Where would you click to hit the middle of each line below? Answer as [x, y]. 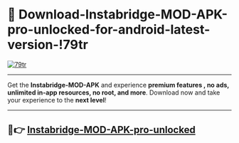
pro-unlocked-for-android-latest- [109, 30]
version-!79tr [48, 45]
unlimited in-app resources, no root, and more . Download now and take [114, 92]
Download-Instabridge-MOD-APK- [123, 15]
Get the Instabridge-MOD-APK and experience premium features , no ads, [118, 85]
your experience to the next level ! [57, 100]
